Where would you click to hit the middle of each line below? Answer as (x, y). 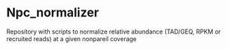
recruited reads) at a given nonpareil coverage (72, 38)
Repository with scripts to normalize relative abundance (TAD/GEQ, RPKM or (114, 32)
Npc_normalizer (53, 13)
